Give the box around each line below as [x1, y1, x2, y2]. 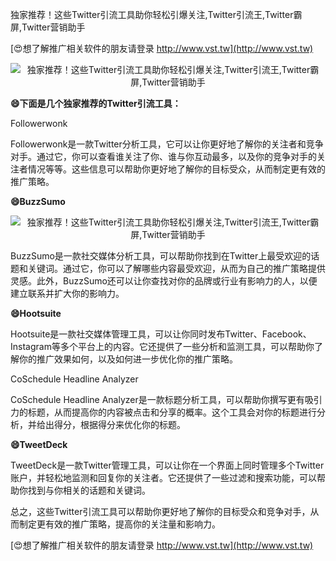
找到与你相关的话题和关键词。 [27, 484, 151, 496]
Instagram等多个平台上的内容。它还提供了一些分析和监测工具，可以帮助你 [10, 341, 315, 352]
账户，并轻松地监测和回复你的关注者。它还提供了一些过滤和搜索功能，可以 [10, 472, 317, 483]
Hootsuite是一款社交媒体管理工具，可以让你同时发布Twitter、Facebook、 [10, 328, 312, 340]
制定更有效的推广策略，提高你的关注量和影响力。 [18, 518, 221, 530]
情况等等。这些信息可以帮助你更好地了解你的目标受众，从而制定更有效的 [27, 163, 326, 175]
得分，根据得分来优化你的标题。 [53, 419, 186, 430]
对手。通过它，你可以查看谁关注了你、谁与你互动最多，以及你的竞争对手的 [10, 151, 317, 162]
